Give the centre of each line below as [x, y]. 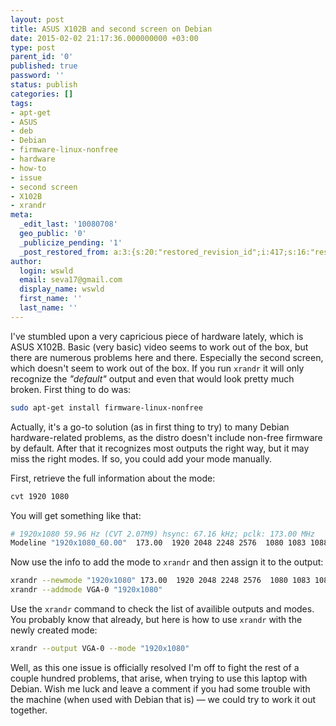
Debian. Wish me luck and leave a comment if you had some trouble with [160, 688]
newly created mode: [54, 630]
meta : [21, 215]
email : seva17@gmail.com [71, 280]
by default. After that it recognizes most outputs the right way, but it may [160, 448]
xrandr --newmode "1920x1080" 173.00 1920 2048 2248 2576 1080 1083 [160, 581]
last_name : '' [48, 308]
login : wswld [46, 271]
